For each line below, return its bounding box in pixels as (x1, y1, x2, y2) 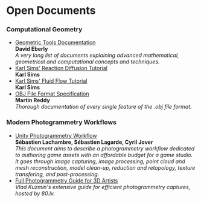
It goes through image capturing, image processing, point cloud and (14, 158, 185, 165)
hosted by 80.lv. (14, 190, 56, 197)
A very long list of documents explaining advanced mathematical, (14, 52, 179, 59)
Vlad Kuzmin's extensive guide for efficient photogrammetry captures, (14, 183, 191, 190)
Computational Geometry (6, 25, 83, 34)
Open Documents (6, 4, 96, 18)
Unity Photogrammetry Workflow (14, 132, 98, 139)
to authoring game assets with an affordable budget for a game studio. (14, 151, 193, 158)
